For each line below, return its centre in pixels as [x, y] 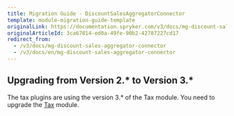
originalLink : [28, 26]
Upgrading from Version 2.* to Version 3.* [100, 81]
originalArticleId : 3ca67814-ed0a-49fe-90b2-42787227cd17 [93, 33]
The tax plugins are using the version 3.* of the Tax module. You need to [111, 97]
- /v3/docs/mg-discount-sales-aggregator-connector [90, 46]
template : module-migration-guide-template [71, 20]
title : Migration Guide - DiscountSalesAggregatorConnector [96, 14]
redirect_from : [29, 40]
